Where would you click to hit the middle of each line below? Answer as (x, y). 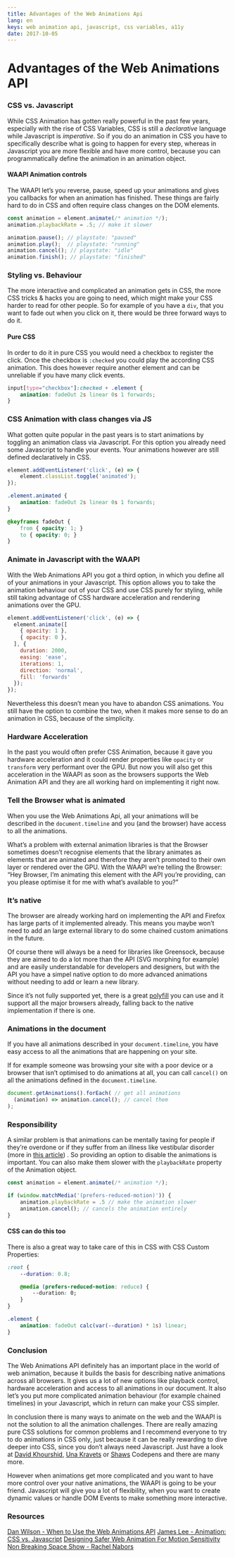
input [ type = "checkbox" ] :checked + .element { (75, 388)
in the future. (26, 938)
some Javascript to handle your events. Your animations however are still (113, 450)
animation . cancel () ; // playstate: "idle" (70, 251)
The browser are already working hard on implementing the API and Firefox (116, 916)
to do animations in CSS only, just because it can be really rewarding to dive (117, 1439)
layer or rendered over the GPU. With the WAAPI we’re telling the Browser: (115, 867)
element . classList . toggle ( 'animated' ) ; (78, 477)
